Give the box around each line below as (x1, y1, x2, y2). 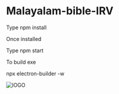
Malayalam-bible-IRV (6, 4, 114, 18)
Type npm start (6, 46, 43, 54)
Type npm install (6, 24, 47, 31)
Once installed (6, 35, 42, 42)
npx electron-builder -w (6, 70, 65, 77)
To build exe (6, 58, 36, 65)
